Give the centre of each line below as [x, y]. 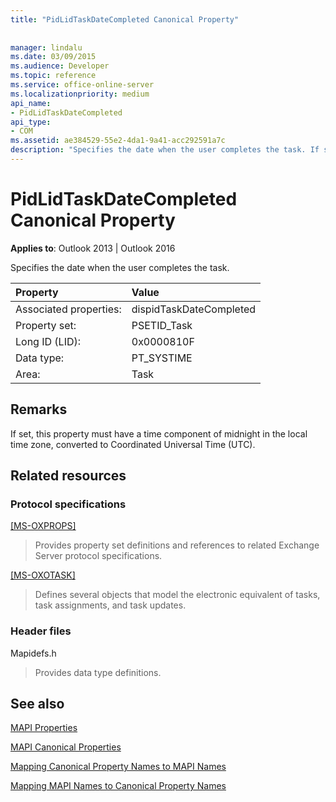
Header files [41, 631]
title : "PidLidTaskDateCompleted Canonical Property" [125, 19]
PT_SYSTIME [162, 358]
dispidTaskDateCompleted [194, 309]
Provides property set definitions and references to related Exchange [177, 545]
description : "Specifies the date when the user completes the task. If [165, 150]
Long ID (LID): [48, 341]
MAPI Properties [44, 728]
